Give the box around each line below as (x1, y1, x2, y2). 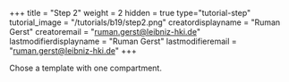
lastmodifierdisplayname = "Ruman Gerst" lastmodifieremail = (9, 36, 237, 46)
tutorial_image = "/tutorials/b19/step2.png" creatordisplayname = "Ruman (9, 17, 281, 28)
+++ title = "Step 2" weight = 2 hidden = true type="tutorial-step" (9, 8, 251, 18)
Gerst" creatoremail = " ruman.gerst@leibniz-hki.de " (9, 27, 201, 37)
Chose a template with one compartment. (9, 62, 163, 73)
